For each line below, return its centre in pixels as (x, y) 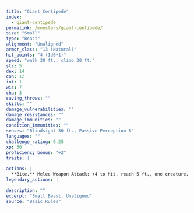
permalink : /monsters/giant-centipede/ (54, 28)
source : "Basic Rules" (33, 201)
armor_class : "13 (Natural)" (41, 50)
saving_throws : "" (28, 98)
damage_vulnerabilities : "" (40, 109)
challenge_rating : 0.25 (35, 142)
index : (14, 17)
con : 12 (15, 76)
